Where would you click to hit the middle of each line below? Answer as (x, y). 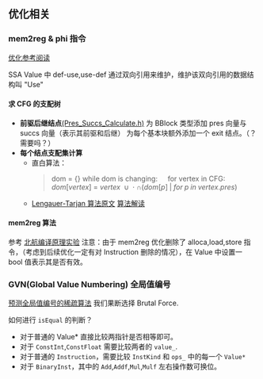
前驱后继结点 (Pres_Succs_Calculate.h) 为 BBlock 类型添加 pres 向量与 (133, 123)
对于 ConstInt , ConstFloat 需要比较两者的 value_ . (99, 346)
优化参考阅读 (29, 57)
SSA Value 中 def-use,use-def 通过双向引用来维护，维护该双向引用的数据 (128, 75)
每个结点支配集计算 (51, 152)
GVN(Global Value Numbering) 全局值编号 (90, 285)
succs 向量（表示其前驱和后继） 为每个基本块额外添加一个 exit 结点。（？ (138, 132)
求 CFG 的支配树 (34, 104)
